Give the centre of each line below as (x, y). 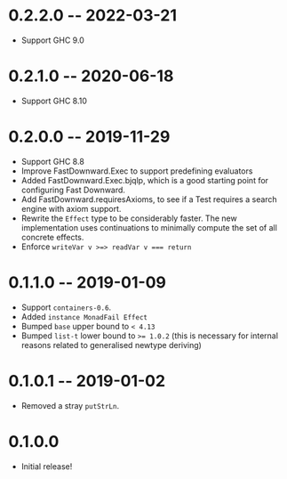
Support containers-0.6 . (66, 307)
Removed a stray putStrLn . (70, 405)
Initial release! (47, 466)
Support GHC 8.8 (53, 161)
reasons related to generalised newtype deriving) (111, 345)
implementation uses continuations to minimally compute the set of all (149, 227)
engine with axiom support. (71, 208)
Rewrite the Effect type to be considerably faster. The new (129, 218)
